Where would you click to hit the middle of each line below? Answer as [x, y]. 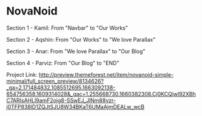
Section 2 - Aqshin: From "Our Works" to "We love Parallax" [81, 39]
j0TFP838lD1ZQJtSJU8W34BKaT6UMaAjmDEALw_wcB [76, 106]
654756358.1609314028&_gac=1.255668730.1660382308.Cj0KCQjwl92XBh [101, 94]
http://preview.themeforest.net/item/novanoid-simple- [106, 74]
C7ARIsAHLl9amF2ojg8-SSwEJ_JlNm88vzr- [61, 100]
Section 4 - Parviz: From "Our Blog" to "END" [63, 63]
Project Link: [22, 74]
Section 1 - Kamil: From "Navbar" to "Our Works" [67, 28]
